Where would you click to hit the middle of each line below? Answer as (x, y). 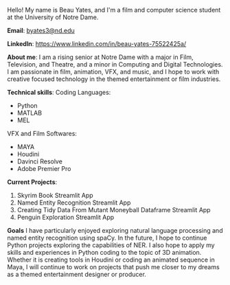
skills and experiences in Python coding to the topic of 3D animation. (104, 252)
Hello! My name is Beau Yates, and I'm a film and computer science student (114, 10)
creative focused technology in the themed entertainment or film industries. (114, 79)
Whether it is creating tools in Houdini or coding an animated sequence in (111, 260)
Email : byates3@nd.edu (41, 31)
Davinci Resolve (40, 161)
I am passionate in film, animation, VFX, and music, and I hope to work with (113, 72)
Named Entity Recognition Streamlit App (74, 203)
